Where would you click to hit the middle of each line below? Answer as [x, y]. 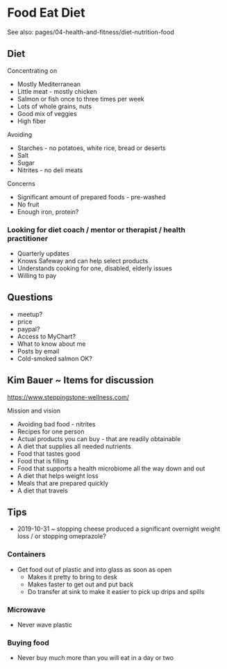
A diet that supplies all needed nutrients [74, 446]
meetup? [30, 314]
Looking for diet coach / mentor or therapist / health [96, 229]
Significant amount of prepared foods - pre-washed [91, 197]
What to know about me [51, 344]
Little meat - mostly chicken [57, 91]
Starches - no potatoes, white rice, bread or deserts [91, 148]
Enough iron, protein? [48, 212]
